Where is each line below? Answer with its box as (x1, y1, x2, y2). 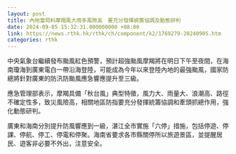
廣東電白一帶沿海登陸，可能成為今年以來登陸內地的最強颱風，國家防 (31, 65, 229, 74)
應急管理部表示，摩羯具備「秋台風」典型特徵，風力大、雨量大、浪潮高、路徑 (7, 89, 229, 98)
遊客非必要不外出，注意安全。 (19, 139, 106, 148)
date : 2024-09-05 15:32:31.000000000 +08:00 (7, 23, 140, 30)
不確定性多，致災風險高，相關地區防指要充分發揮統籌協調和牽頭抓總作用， (7, 98, 223, 106)
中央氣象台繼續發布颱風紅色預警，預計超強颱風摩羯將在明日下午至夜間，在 (7, 57, 223, 65)
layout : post (7, 10, 46, 18)
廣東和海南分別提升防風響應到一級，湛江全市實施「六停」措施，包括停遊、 (7, 122, 223, 130)
